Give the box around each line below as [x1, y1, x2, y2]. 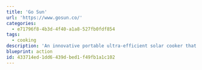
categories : [6, 20, 36, 26]
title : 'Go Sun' [6, 9, 47, 15]
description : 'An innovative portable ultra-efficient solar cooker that [6, 43, 197, 49]
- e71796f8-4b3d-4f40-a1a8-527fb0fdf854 [12, 26, 115, 32]
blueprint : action [6, 49, 53, 55]
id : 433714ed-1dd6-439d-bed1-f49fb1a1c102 [6, 54, 115, 60]
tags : [6, 32, 20, 38]
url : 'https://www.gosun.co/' [6, 15, 83, 21]
